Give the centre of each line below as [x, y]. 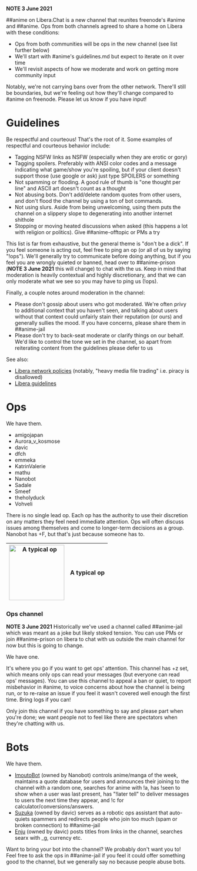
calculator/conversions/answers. [54, 807]
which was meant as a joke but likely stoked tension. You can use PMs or [95, 633]
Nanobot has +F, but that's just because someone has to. [76, 534]
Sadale [23, 485]
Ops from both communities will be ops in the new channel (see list [96, 44]
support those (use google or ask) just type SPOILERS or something [97, 176]
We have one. [23, 657]
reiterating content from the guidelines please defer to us [84, 348]
